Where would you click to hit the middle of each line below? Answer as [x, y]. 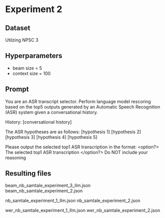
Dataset [18, 28]
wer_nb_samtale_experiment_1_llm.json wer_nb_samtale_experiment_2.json [83, 210]
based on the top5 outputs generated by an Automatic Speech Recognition [83, 106]
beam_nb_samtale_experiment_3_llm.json [48, 186]
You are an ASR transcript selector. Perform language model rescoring [78, 101]
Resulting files [28, 173]
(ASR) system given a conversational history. [52, 112]
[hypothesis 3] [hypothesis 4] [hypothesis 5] [51, 137]
